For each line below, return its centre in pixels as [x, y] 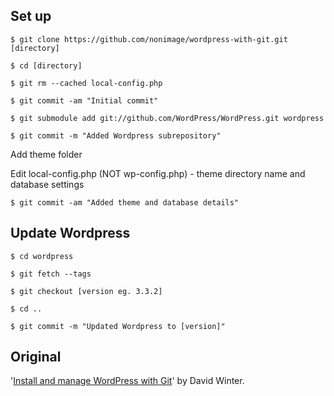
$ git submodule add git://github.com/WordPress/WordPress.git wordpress [167, 118]
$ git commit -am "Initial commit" [84, 100]
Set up [31, 16]
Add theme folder [46, 154]
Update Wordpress [70, 233]
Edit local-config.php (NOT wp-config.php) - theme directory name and [158, 173]
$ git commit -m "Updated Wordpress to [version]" [118, 326]
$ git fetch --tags [51, 274]
